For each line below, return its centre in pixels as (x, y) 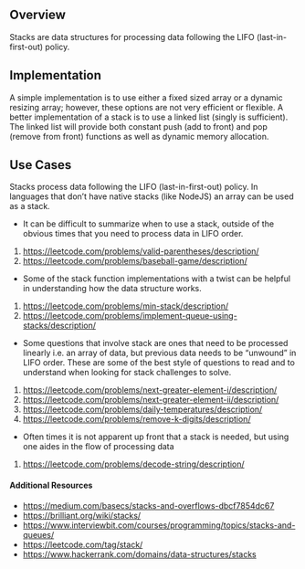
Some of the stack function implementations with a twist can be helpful (156, 279)
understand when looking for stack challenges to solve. (127, 373)
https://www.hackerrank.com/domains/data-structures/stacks (140, 554)
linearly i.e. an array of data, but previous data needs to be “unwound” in (159, 353)
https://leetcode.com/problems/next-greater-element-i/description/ (150, 390)
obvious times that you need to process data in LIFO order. (133, 234)
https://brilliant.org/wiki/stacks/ (82, 515)
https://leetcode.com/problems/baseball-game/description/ (135, 261)
